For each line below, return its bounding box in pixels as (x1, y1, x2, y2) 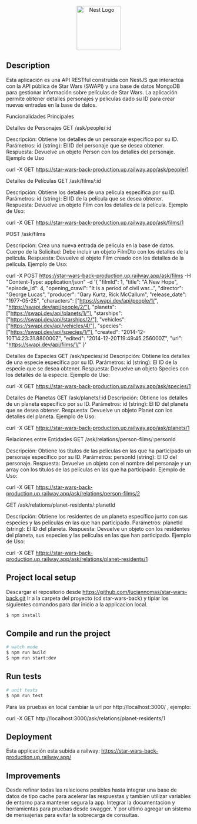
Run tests (6, 671, 42, 681)
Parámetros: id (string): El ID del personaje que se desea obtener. (6, 142, 165, 149)
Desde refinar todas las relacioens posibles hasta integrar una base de (6, 786, 178, 793)
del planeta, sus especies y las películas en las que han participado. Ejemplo (6, 531, 192, 539)
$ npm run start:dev (6, 655, 57, 661)
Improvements (6, 770, 61, 781)
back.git (6, 595, 26, 602)
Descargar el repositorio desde (6, 588, 81, 595)
